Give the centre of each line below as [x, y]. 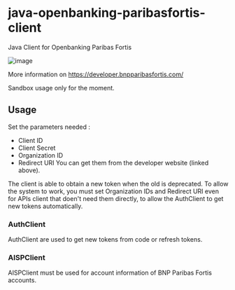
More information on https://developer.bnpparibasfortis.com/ [96, 74]
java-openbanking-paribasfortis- [107, 13]
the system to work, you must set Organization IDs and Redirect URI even [114, 191]
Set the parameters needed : [49, 127]
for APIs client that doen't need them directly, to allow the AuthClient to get [116, 198]
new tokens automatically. [45, 206]
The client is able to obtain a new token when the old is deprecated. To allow [118, 184]
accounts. [22, 280]
